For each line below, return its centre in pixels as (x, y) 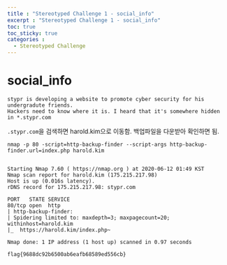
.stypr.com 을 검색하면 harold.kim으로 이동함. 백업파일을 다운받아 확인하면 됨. (113, 131)
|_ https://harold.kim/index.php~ (59, 230)
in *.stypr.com (29, 117)
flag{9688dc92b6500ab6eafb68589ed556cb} (67, 254)
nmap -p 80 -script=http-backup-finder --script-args (87, 144)
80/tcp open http (34, 205)
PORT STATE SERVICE (39, 199)
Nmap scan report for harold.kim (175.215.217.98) (82, 175)
